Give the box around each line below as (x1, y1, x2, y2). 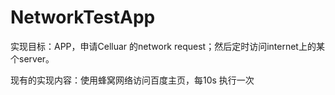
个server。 (10, 52, 55, 65)
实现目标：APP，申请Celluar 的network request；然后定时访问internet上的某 (10, 40, 325, 52)
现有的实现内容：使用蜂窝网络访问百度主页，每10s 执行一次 (10, 74, 255, 86)
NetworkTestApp (10, 6, 156, 29)
